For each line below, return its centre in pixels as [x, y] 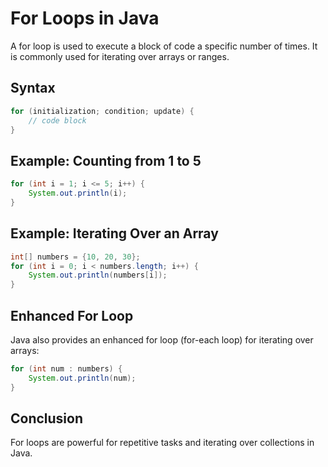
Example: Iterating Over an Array [114, 233]
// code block [57, 120]
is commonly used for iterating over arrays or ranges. [120, 56]
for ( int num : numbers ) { [66, 368]
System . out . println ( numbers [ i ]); [98, 275]
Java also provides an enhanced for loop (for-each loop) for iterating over [162, 339]
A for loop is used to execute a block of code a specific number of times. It [164, 46]
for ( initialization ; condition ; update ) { [102, 111]
